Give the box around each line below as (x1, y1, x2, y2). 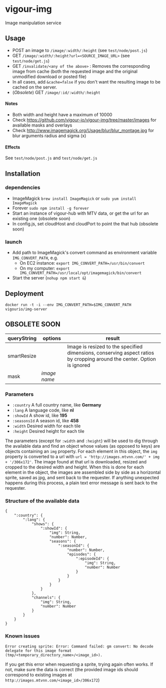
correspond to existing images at (5, 672, 73, 678)
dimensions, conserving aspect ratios (67, 349, 154, 356)
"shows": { (31, 522, 54, 527)
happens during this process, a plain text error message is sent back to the (5, 480, 158, 486)
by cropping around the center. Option (67, 355, 157, 362)
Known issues (5, 633, 40, 640)
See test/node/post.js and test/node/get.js (5, 155, 98, 161)
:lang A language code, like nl (12, 407, 74, 413)
